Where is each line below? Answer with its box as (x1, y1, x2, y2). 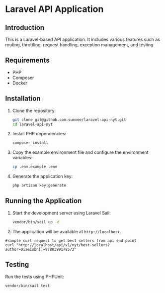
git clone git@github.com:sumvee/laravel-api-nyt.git (12, 117, 126, 122)
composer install (12, 140, 49, 145)
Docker (12, 80, 28, 86)
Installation (5, 95, 41, 103)
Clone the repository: (12, 107, 56, 113)
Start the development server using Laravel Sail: (12, 210, 111, 216)
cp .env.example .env (12, 164, 57, 170)
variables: (12, 155, 33, 161)
